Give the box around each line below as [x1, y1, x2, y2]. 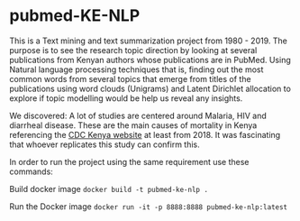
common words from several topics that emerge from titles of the [9, 73, 251, 84]
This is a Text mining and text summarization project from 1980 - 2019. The [9, 35, 288, 46]
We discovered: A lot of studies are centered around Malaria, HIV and [9, 110, 268, 121]
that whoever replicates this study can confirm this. [9, 139, 200, 150]
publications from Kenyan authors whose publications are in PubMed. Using [9, 54, 291, 65]
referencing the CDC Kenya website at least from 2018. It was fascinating [9, 129, 281, 140]
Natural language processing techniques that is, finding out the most [9, 64, 264, 75]
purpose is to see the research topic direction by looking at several [9, 44, 258, 55]
